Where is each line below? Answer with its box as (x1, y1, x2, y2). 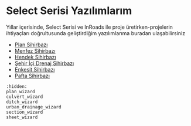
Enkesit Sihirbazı (14, 66, 55, 73)
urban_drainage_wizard (6, 104, 62, 110)
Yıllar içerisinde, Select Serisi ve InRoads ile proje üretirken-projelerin (6, 23, 173, 30)
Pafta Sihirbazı (14, 72, 50, 79)
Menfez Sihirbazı (14, 47, 56, 54)
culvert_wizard (6, 94, 43, 100)
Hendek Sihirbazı (14, 53, 57, 60)
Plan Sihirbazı (14, 41, 48, 48)
